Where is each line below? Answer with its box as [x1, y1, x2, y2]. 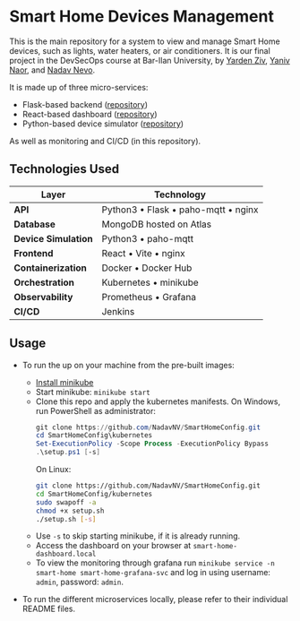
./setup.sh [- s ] [35, 514, 97, 523]
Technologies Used [9, 161, 119, 177]
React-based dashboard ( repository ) [21, 108, 159, 119]
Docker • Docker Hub [101, 262, 193, 274]
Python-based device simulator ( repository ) [21, 118, 184, 129]
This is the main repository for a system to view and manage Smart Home [9, 36, 280, 47]
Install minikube [35, 376, 94, 387]
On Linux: [35, 464, 72, 475]
